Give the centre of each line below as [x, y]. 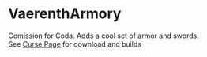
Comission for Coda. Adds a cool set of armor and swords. [103, 36]
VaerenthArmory [65, 14]
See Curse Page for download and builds [75, 44]
